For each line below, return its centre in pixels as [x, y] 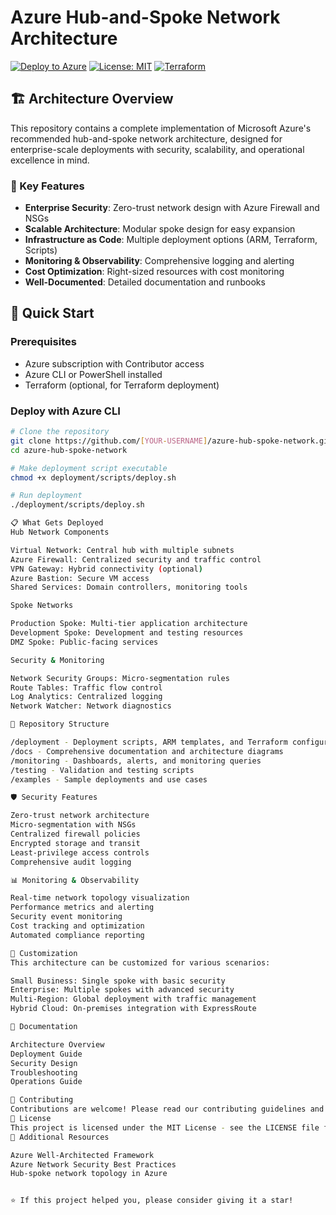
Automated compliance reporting [77, 935]
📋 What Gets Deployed [57, 523]
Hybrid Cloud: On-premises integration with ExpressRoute [133, 1009]
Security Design [44, 1063]
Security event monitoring [66, 917]
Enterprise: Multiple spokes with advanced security [122, 990]
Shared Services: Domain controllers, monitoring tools [129, 587]
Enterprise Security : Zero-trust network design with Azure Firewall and [172, 208]
